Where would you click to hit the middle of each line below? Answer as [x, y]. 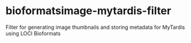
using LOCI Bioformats [33, 33]
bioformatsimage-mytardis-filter [88, 11]
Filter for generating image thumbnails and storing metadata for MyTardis [95, 27]
